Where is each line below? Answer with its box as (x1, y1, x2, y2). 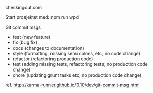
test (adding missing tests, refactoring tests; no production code (12, 61, 148, 67)
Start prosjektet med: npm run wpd (5, 14, 79, 20)
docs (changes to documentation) (12, 45, 84, 51)
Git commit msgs (5, 24, 41, 30)
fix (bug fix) (12, 39, 37, 45)
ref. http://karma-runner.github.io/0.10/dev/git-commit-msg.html (5, 82, 140, 88)
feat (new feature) (12, 34, 51, 40)
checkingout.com (5, 5, 42, 10)
